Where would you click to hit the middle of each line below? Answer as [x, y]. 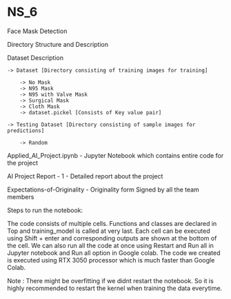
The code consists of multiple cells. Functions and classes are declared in [112, 223]
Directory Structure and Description [58, 44]
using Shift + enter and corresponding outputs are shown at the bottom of [112, 238]
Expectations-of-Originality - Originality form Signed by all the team [103, 189]
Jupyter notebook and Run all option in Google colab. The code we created [114, 253]
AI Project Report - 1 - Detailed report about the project [85, 176]
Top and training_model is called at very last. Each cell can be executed [109, 231]
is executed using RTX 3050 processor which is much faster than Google [111, 260]
